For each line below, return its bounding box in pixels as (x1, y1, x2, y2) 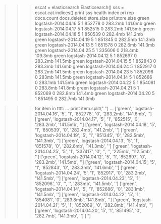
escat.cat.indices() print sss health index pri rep (34, 10, 134, 16)
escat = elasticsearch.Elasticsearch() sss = (34, 5, 124, 10)
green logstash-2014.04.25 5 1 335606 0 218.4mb (34, 48, 139, 53)
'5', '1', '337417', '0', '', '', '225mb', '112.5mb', (62, 149, 152, 154)
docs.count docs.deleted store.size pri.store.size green (34, 15, 150, 21)
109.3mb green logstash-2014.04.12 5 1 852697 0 (34, 53, 137, 59)
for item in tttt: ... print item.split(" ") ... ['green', (34, 106, 132, 111)
